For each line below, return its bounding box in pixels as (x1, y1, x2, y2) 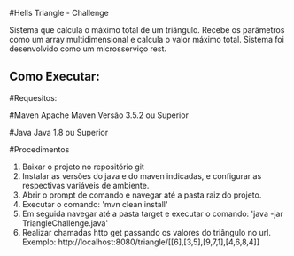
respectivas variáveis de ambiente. (21, 180, 150, 190)
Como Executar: (9, 69, 100, 84)
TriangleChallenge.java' (21, 217, 109, 229)
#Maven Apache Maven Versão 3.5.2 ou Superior (9, 110, 189, 120)
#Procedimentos (9, 144, 70, 154)
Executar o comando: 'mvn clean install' (21, 198, 168, 209)
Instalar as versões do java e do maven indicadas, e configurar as (21, 170, 262, 181)
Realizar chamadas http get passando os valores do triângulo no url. (21, 227, 272, 237)
